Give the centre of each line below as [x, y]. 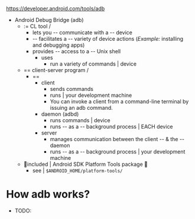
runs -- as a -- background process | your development [118, 152]
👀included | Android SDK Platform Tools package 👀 [85, 164]
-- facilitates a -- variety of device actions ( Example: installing [108, 39]
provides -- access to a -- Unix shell [77, 51]
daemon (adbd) [60, 114]
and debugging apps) [58, 45]
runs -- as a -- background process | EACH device [111, 127]
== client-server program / [56, 70]
